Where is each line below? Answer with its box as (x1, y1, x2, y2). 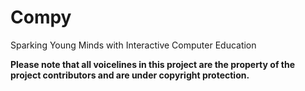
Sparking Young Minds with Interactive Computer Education (10, 39, 257, 51)
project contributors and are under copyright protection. (10, 69, 250, 81)
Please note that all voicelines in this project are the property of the (10, 58, 295, 70)
